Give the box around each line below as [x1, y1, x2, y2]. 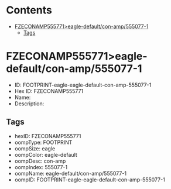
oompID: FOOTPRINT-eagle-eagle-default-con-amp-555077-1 [14, 176, 165, 183]
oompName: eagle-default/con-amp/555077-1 [14, 170, 127, 177]
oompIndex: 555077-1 [14, 163, 68, 170]
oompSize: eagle [14, 145, 56, 152]
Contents [6, 4, 53, 17]
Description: [14, 100, 45, 107]
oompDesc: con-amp [14, 157, 66, 164]
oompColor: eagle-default [14, 151, 77, 158]
